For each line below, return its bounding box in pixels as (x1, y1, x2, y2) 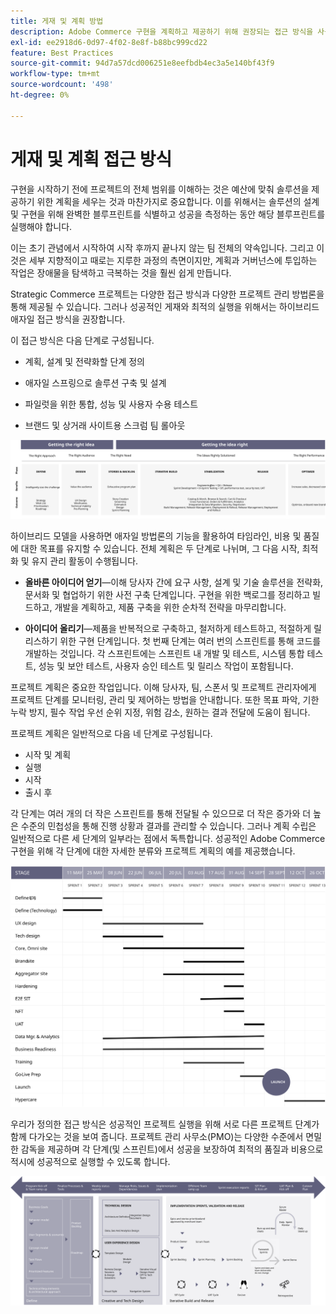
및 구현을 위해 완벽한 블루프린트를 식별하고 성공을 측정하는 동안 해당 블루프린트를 (10, 208, 326, 220)
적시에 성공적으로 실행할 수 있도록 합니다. (10, 1155, 171, 1167)
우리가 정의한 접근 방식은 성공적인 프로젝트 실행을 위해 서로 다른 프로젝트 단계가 (10, 1118, 320, 1130)
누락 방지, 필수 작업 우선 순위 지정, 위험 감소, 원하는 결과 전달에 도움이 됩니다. (10, 706, 311, 718)
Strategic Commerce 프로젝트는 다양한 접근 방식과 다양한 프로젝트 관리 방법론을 (10, 288, 325, 300)
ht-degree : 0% (10, 90, 70, 100)
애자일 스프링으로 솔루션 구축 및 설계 (24, 376, 167, 389)
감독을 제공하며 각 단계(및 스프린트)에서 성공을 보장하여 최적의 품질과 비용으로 (20, 1143, 324, 1155)
